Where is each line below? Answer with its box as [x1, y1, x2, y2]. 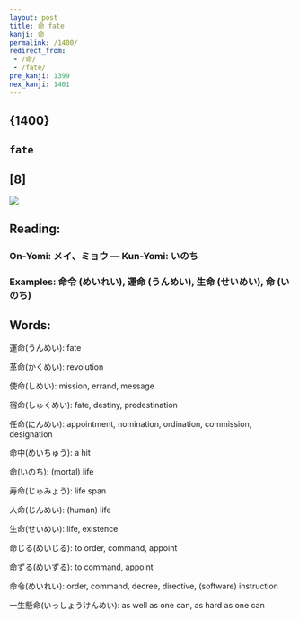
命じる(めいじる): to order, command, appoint [9, 543, 178, 554]
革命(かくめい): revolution [9, 362, 104, 372]
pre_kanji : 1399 [9, 72, 70, 81]
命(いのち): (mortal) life [9, 466, 94, 477]
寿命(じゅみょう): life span [9, 485, 107, 496]
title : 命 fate [9, 22, 65, 31]
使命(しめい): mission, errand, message [9, 380, 155, 391]
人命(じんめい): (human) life [9, 504, 112, 516]
